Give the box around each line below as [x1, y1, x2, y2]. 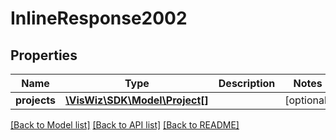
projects [15, 93, 57, 107]
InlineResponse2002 [10, 7, 188, 30]
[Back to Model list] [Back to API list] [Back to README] [10, 119, 240, 131]
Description [218, 77, 276, 90]
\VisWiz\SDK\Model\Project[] [65, 93, 209, 107]
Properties [10, 47, 78, 64]
